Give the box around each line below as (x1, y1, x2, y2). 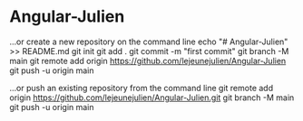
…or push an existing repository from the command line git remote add (9, 82, 274, 93)
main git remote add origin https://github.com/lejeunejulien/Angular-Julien (9, 55, 287, 66)
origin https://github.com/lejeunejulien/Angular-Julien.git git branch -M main (9, 92, 295, 103)
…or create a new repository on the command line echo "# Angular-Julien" (9, 36, 288, 47)
